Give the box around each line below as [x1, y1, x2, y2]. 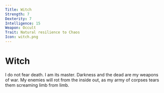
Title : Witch [5, 7, 32, 12]
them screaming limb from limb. [5, 82, 70, 88]
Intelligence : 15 [5, 21, 41, 26]
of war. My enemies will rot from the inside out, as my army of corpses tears [5, 77, 160, 83]
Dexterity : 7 [5, 16, 32, 21]
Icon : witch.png [5, 35, 38, 40]
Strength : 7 [5, 12, 29, 17]
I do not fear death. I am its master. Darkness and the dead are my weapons [5, 71, 159, 77]
